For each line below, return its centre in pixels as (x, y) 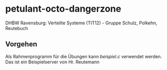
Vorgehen (21, 44)
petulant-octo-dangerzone (63, 9)
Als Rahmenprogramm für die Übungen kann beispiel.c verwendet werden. (83, 56)
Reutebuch (17, 28)
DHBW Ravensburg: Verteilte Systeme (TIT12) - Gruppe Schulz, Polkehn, (81, 23)
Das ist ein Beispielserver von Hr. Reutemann (52, 62)
